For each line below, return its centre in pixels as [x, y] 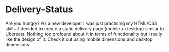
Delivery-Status [39, 9]
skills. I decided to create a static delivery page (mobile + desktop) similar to [85, 28]
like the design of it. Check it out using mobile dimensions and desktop [79, 39]
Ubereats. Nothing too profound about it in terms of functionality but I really [84, 34]
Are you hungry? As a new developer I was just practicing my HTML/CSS [81, 23]
